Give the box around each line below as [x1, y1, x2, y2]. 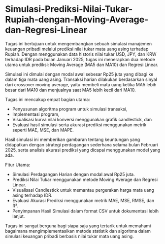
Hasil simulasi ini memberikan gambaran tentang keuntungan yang [5, 137, 140, 142]
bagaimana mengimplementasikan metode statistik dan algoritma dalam [5, 228, 151, 234]
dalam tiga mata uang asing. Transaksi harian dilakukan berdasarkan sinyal [5, 76, 158, 82]
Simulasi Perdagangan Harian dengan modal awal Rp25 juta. [12, 171, 135, 177]
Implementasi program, [12, 111, 60, 117]
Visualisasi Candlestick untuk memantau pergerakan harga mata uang [12, 187, 154, 193]
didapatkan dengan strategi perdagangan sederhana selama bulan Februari [5, 141, 158, 147]
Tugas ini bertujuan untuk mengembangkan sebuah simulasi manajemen [5, 40, 152, 46]
